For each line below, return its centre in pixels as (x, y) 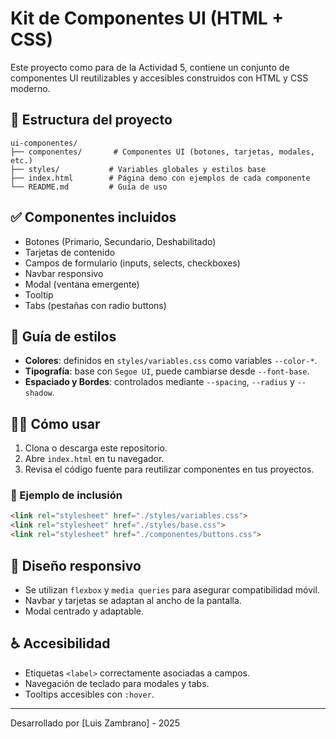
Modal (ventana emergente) (82, 284)
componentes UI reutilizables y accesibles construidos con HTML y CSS (159, 78)
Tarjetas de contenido (70, 252)
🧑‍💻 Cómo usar (55, 423)
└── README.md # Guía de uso (89, 187)
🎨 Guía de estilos (63, 336)
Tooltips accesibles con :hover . (89, 694)
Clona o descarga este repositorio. (96, 448)
